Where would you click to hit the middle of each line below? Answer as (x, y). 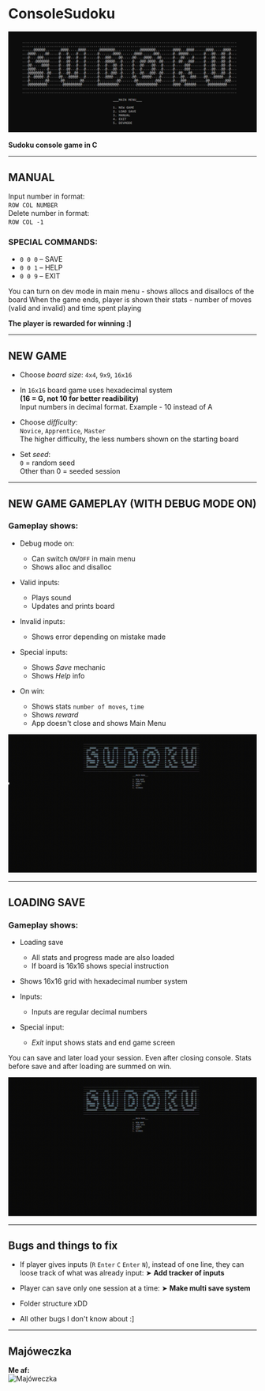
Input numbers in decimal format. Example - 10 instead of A (116, 407)
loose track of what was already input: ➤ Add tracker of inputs (122, 1273)
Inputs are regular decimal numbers (89, 1012)
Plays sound (51, 597)
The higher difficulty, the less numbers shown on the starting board (129, 439)
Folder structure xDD (54, 1304)
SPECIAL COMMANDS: (53, 242)
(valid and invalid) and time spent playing (75, 308)
